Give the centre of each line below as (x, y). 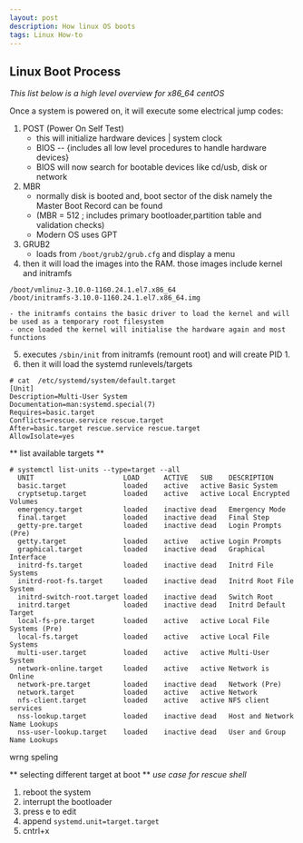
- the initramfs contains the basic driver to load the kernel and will (150, 314)
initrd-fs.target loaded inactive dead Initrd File (146, 565)
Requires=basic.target (52, 413)
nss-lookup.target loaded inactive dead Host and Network (156, 717)
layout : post (34, 18)
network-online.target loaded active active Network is (144, 669)
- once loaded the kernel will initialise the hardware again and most (147, 330)
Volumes (24, 502)
